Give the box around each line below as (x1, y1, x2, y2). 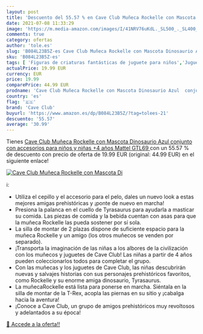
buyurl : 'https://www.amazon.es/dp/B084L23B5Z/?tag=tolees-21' (6, 110, 169, 116)
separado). (14, 238, 42, 246)
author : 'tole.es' (6, 43, 53, 49)
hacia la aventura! (14, 296, 60, 303)
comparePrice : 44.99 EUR (6, 82, 69, 88)
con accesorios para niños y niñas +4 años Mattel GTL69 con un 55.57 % (6, 145, 189, 152)
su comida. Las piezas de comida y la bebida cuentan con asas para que (14, 212, 196, 220)
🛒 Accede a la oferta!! (6, 321, 60, 328)
